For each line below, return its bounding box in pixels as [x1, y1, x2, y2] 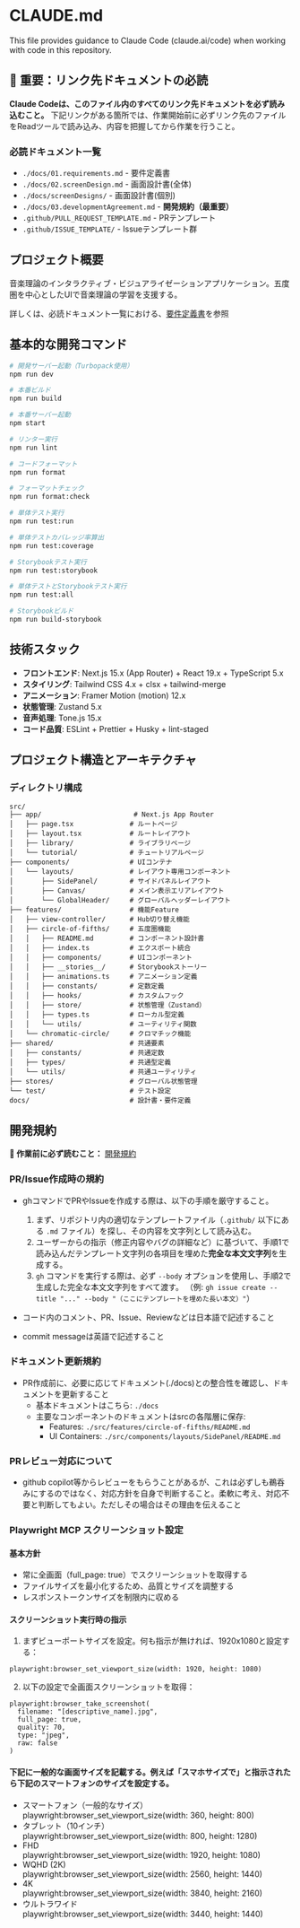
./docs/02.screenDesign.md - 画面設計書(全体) [21, 179, 193, 189]
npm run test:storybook [9, 566, 99, 575]
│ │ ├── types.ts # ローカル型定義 [9, 1010, 185, 1019]
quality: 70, [17, 1723, 66, 1732]
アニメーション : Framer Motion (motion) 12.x [21, 690, 186, 701]
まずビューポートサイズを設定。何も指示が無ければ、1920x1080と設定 [21, 1636, 282, 1646]
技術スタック [9, 642, 81, 658]
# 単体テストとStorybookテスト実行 [9, 582, 127, 591]
